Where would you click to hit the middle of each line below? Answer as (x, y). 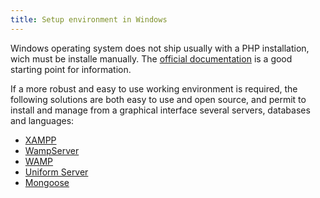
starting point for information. (71, 69)
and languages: (42, 120)
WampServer (52, 150)
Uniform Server (56, 172)
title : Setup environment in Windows (89, 19)
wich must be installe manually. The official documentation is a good (151, 58)
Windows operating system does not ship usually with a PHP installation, (160, 48)
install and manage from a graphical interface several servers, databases (160, 110)
